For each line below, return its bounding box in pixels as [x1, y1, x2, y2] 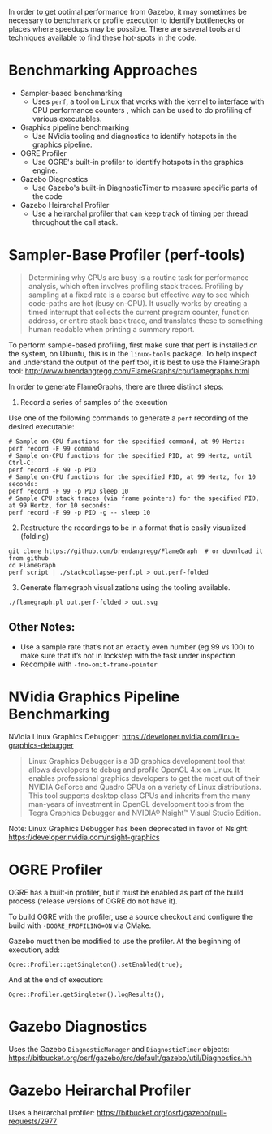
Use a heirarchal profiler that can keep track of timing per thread [32, 209, 248, 218]
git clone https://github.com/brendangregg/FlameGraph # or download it [8, 547, 264, 555]
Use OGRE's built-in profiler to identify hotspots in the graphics [32, 157, 244, 166]
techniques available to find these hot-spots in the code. [8, 32, 197, 42]
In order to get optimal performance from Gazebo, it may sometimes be [8, 7, 248, 16]
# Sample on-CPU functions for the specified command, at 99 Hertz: [8, 438, 245, 446]
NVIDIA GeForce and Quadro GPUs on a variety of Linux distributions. [28, 782, 261, 791]
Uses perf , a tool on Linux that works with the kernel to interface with [32, 97, 265, 106]
